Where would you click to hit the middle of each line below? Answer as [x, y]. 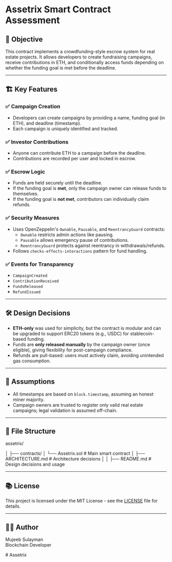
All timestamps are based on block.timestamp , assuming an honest [83, 394]
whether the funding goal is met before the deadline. [61, 68]
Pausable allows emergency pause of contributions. [74, 240]
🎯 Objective [24, 39]
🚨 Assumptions [30, 382]
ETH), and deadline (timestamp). [47, 123]
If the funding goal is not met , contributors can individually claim [81, 199]
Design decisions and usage [35, 464]
